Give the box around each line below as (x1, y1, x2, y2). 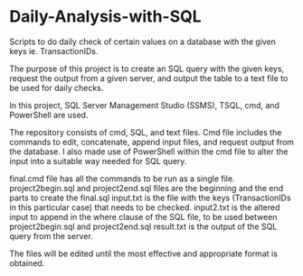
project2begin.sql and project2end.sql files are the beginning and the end (9, 182, 284, 193)
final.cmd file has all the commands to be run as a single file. (9, 173, 235, 184)
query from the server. (9, 230, 93, 241)
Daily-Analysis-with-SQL (9, 6, 202, 27)
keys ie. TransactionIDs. (9, 45, 99, 56)
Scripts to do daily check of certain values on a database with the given (9, 36, 277, 47)
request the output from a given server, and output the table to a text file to (9, 72, 289, 83)
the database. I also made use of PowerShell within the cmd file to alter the (9, 146, 289, 157)
